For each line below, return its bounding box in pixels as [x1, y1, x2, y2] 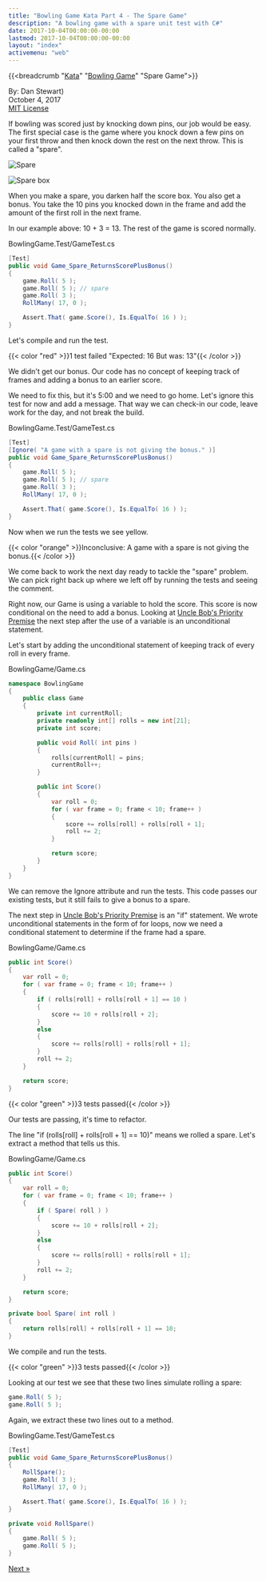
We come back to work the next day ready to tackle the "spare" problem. [8, 566, 249, 576]
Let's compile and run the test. [8, 335, 109, 345]
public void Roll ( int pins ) [37, 738, 137, 747]
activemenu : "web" [8, 49, 69, 57]
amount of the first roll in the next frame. [8, 208, 141, 217]
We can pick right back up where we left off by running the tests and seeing [8, 575, 258, 584]
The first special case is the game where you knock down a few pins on [8, 127, 244, 137]
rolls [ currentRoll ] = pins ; [50, 753, 145, 761]
